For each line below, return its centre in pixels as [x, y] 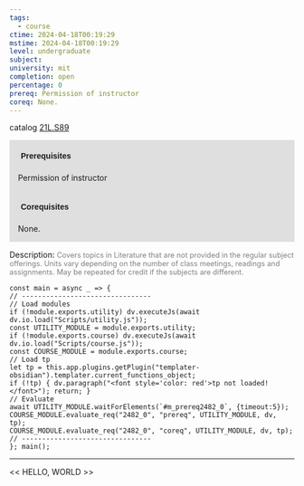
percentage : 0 [36, 85]
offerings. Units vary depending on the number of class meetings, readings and [145, 264]
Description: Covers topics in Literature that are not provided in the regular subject [152, 255]
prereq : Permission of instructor [75, 93]
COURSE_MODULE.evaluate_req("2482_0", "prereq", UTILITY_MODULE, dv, [143, 415]
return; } [72, 391]
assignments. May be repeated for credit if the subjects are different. [127, 272]
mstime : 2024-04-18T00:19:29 [64, 43]
